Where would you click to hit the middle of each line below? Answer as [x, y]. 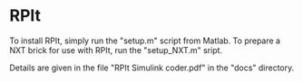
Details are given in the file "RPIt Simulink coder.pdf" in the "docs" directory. [152, 68]
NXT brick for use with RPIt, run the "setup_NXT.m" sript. [116, 50]
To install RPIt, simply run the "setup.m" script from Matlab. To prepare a [145, 41]
